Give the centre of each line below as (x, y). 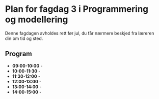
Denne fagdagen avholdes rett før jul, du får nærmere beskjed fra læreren (80, 33)
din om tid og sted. (24, 38)
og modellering (37, 19)
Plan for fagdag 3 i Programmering (77, 9)
